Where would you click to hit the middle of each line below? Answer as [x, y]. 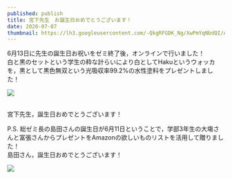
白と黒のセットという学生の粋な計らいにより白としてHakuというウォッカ [111, 62]
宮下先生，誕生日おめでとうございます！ [65, 114]
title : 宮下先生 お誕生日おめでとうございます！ [69, 20]
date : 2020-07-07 [32, 26]
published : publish [35, 13]
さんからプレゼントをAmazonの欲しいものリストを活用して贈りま [124, 138]
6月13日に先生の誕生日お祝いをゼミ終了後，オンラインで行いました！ [106, 53]
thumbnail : [23, 33]
